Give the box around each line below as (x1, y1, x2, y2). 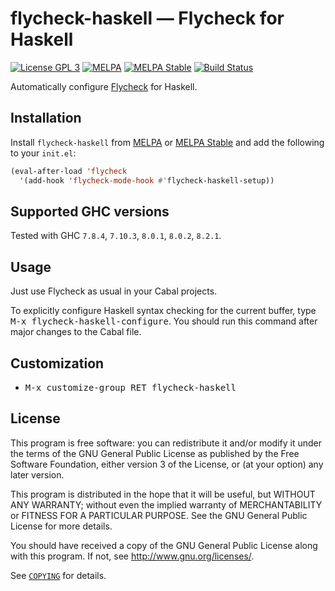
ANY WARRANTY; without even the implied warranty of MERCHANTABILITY (10, 498, 323, 511)
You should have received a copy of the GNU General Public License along (10, 539, 318, 551)
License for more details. (10, 520, 113, 532)
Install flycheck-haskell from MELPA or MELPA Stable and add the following (10, 136, 325, 148)
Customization (10, 355, 105, 372)
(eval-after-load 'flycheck (10, 166, 128, 176)
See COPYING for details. (10, 569, 107, 581)
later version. (10, 468, 65, 481)
